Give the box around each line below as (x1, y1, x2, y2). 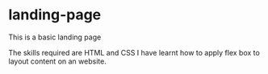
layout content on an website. (8, 56, 107, 66)
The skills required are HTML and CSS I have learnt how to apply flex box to (8, 47, 260, 57)
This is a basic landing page (8, 32, 102, 42)
